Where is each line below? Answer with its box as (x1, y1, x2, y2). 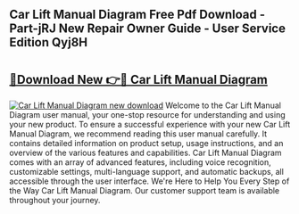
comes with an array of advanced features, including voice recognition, (9, 157, 271, 168)
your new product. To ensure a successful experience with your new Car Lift (9, 119, 291, 129)
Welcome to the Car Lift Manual (164, 100, 281, 111)
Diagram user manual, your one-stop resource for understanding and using (9, 110, 286, 119)
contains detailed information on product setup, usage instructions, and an (9, 138, 284, 148)
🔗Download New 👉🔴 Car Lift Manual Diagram (9, 71, 268, 87)
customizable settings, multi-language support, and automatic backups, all (9, 167, 284, 177)
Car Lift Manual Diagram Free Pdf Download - (9, 7, 266, 22)
